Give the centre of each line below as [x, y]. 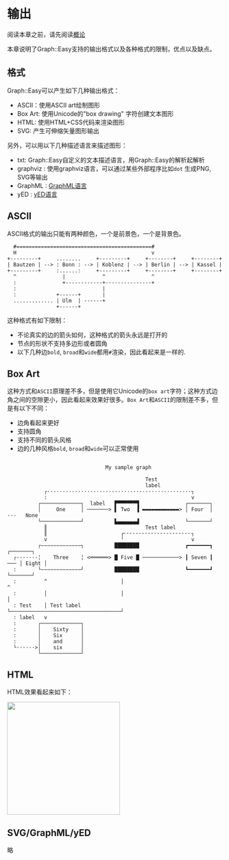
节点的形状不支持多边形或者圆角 [62, 343]
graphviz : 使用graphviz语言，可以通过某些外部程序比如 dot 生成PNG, [114, 168]
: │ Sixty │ [49, 630]
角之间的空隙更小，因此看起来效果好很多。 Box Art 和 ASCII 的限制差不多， [110, 400]
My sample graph [129, 468]
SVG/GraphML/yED [49, 833]
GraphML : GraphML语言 [52, 185]
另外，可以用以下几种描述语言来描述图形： [67, 145]
